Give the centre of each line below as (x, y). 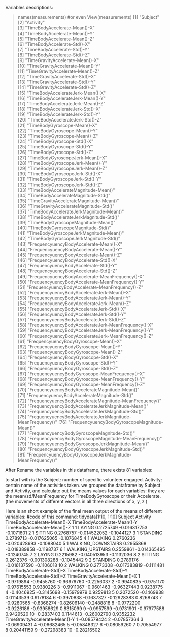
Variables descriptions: (29, 7)
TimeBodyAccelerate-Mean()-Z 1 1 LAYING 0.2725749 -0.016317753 (76, 527)
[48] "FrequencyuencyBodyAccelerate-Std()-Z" (67, 271)
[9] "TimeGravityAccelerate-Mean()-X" (58, 60)
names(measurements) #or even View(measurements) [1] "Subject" (89, 17)
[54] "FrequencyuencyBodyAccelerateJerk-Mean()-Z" (74, 304)
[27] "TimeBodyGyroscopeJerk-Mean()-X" (62, 158)
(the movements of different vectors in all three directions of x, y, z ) (76, 501)
